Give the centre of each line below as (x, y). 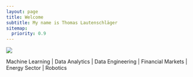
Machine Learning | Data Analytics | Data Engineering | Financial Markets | (97, 62)
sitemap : (17, 28)
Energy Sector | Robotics (36, 68)
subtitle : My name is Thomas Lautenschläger (62, 23)
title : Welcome (25, 17)
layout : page (22, 12)
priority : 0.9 (29, 34)
